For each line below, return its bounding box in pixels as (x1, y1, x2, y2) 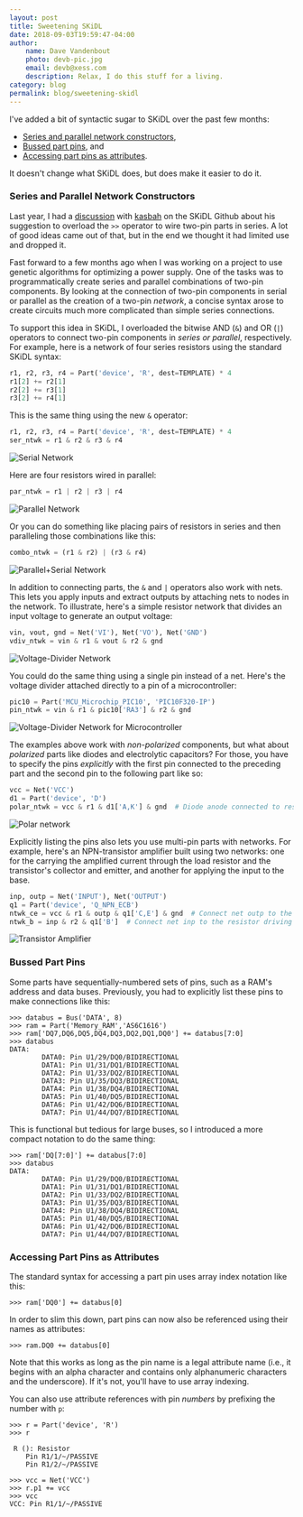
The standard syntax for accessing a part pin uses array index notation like (9, 1272, 288, 1282)
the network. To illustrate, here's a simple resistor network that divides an (9, 601, 282, 612)
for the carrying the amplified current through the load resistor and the (9, 855, 271, 866)
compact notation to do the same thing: (9, 1133, 156, 1144)
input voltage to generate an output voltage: (9, 610, 173, 621)
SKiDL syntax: (9, 351, 61, 362)
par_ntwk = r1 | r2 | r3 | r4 (9, 487, 124, 496)
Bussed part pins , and (22, 141, 105, 152)
